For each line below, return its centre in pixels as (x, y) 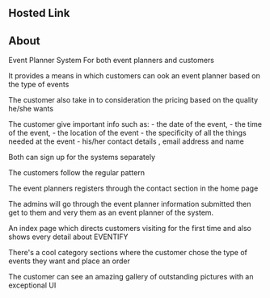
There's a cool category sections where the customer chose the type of (128, 253)
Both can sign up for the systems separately (82, 157)
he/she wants (31, 109)
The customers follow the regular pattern (77, 173)
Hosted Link (39, 13)
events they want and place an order (70, 261)
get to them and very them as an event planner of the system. (111, 212)
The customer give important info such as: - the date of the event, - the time (135, 124)
